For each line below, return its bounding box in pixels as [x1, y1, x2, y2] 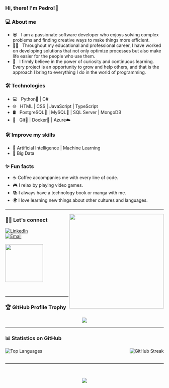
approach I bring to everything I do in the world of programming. [12, 69, 146, 75]
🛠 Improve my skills [5, 131, 55, 138]
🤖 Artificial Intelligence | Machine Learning [12, 145, 101, 151]
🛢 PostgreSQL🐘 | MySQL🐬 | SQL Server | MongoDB [12, 109, 122, 115]
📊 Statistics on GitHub [5, 335, 62, 342]
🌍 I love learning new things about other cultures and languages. [12, 197, 148, 203]
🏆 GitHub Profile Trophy [5, 304, 66, 311]
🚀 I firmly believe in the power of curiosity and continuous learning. [12, 59, 154, 65]
